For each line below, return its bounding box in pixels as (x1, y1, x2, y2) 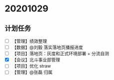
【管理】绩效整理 (11, 38, 47, 44)
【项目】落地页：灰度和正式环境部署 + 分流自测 (11, 51, 109, 57)
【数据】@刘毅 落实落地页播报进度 (11, 44, 83, 50)
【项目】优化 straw (11, 63, 51, 69)
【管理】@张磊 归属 (11, 69, 53, 75)
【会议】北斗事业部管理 (11, 57, 60, 63)
